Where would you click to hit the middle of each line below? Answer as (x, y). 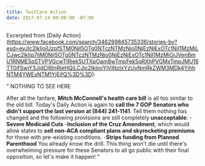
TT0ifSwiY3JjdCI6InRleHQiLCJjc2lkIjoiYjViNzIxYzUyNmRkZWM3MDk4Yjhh (101, 67)
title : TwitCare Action (37, 12)
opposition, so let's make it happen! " (53, 156)
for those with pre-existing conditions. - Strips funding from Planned (93, 137)
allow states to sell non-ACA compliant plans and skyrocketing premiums (101, 130)
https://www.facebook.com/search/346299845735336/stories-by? (93, 42)
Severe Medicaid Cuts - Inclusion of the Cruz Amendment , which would (98, 124)
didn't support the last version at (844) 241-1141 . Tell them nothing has (97, 111)
